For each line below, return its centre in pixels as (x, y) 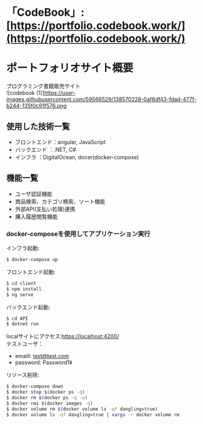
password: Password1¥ (43, 363)
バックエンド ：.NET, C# (46, 150)
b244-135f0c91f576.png (37, 106)
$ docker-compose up (32, 260)
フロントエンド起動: (31, 272)
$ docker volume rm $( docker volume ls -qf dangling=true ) (82, 409)
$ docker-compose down (35, 386)
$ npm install (24, 289)
